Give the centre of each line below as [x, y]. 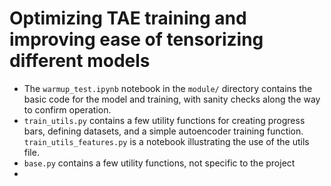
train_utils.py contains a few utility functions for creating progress [164, 120]
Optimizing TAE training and [128, 18]
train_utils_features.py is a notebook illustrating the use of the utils [166, 141]
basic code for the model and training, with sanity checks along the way [172, 99]
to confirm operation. [67, 109]
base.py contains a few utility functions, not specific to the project [159, 163]
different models [80, 61]
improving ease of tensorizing [136, 39]
